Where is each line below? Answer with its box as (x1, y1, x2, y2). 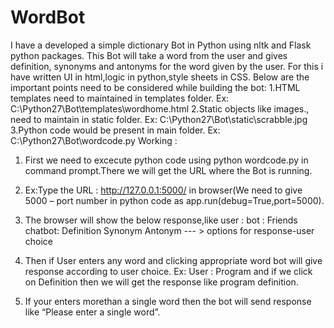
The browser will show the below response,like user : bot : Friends (24, 214, 298, 226)
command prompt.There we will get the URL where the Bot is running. (24, 164, 313, 176)
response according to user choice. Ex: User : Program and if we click (24, 265, 313, 277)
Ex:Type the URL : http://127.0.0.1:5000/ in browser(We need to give (24, 184, 303, 196)
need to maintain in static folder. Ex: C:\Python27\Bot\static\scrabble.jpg (10, 113, 308, 125)
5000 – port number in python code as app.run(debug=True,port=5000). (24, 194, 325, 206)
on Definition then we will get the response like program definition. (24, 276, 299, 288)
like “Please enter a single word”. (24, 306, 161, 318)
